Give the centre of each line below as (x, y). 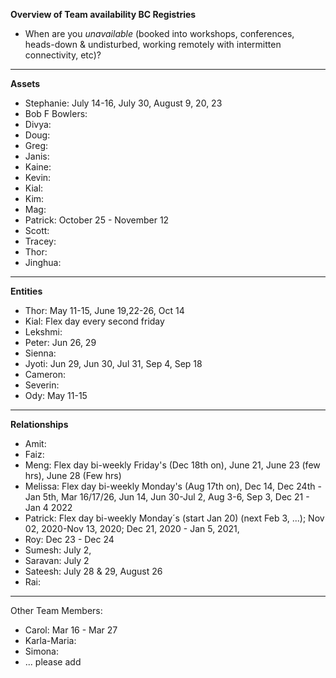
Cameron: (45, 374)
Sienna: (40, 353)
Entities (26, 291)
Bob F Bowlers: (56, 113)
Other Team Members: (56, 610)
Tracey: (40, 241)
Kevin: (38, 177)
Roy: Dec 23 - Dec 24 (69, 539)
